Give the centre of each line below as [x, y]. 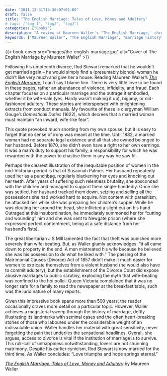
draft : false [19, 14]
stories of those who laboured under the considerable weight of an [74, 322]
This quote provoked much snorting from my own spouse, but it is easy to [81, 129]
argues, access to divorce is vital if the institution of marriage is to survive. [81, 338]
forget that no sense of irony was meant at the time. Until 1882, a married [80, 134]
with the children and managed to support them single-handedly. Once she [82, 186]
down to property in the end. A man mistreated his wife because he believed [83, 249]
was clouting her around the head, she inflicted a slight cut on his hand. [78, 208]
